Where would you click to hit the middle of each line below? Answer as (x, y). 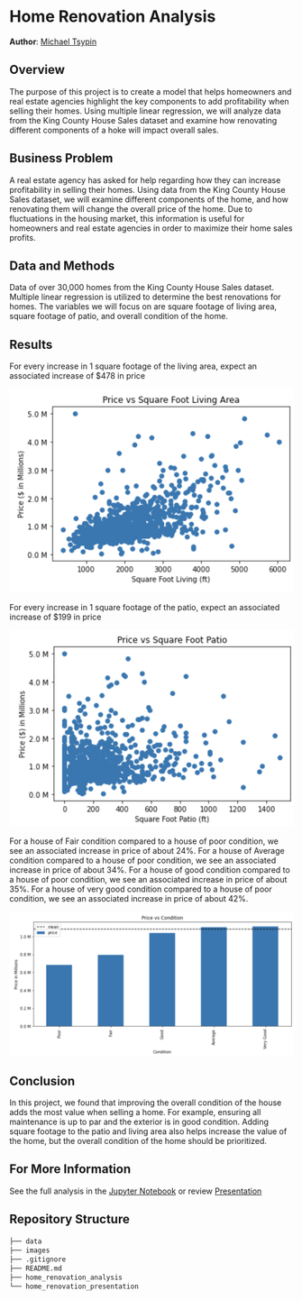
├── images (30, 1250)
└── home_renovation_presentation (74, 1286)
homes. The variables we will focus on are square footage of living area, (143, 307)
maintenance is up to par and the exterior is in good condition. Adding (139, 1121)
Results (31, 344)
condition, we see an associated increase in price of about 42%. (129, 899)
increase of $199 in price (55, 617)
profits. (23, 237)
